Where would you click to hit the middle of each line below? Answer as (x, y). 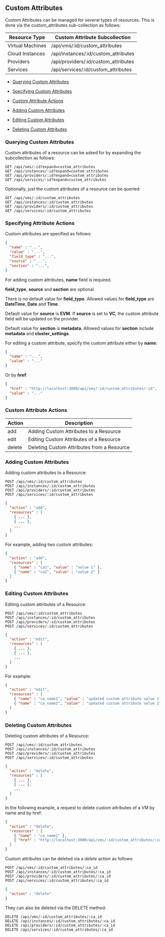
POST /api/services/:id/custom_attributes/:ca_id (57, 881)
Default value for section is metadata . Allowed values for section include (79, 328)
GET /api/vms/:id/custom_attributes (42, 198)
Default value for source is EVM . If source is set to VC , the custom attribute (82, 313)
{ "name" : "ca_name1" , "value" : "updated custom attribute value (84, 699)
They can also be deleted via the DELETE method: (56, 908)
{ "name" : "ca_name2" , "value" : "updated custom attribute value (84, 704)
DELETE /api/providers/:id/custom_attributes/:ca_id (60, 925)
